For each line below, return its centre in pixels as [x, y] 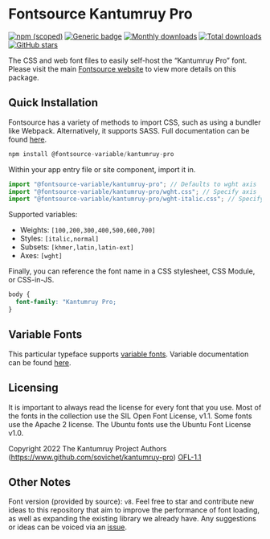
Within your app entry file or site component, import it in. [102, 169]
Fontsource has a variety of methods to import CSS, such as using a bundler [135, 122]
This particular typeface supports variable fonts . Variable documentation [129, 354]
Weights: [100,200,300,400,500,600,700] [88, 230]
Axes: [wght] [41, 256]
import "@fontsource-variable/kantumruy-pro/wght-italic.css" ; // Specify [136, 199]
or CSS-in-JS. [31, 280]
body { [19, 294]
